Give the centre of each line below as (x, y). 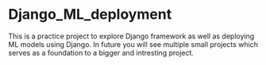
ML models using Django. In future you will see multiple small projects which (133, 44)
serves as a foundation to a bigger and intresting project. (101, 52)
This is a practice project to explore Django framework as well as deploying (131, 36)
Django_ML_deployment (90, 14)
